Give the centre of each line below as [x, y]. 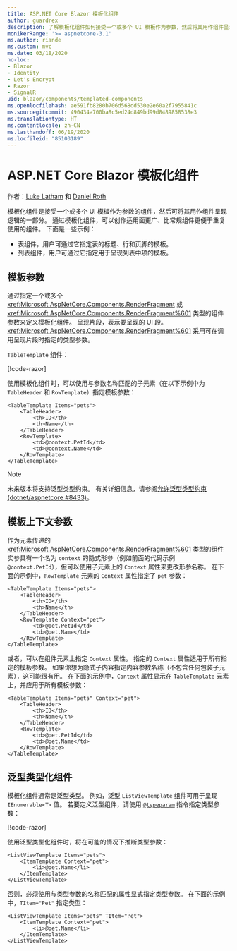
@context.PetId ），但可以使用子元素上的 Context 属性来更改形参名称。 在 [113, 567]
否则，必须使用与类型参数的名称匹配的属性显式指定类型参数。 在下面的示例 [116, 894]
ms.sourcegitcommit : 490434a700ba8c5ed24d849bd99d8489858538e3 [102, 112]
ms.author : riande [34, 40]
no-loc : [19, 60]
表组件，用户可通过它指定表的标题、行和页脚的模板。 [95, 244]
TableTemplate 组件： [38, 355]
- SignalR [22, 92]
